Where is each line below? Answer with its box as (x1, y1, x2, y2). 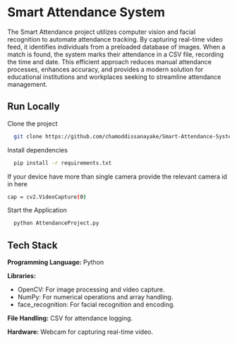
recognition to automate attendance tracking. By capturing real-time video (7, 35, 224, 43)
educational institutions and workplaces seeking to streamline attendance (7, 72, 221, 81)
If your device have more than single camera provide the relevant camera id (7, 172, 228, 181)
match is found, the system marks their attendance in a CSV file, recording (7, 50, 224, 59)
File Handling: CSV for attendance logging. (7, 314, 133, 323)
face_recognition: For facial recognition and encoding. (17, 301, 175, 309)
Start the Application (7, 206, 67, 215)
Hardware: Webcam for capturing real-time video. (7, 327, 154, 336)
